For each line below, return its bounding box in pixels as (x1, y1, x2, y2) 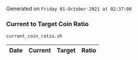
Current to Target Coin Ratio (6, 20, 89, 28)
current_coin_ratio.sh (6, 33, 62, 39)
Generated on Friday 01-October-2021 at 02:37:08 (6, 5, 132, 12)
